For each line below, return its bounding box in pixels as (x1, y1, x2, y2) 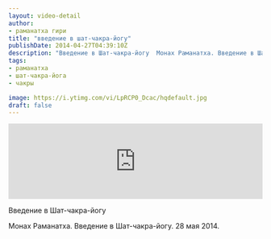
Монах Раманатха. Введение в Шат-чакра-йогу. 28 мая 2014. (8, 221, 220, 231)
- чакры (8, 79, 35, 87)
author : (8, 19, 35, 27)
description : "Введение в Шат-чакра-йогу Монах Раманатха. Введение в (8, 49, 254, 57)
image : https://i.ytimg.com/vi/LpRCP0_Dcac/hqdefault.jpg (8, 93, 207, 101)
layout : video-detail (8, 11, 81, 20)
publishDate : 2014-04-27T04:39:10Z (8, 42, 128, 50)
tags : (8, 57, 27, 65)
